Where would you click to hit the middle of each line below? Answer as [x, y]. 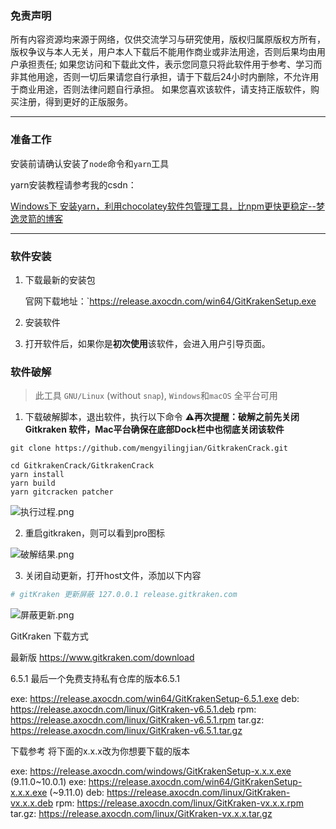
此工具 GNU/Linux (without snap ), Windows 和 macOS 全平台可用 [156, 396]
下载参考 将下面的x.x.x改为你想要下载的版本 [100, 751]
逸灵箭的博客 [36, 218]
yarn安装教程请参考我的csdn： [73, 184]
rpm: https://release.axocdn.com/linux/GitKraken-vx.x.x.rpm [179, 803]
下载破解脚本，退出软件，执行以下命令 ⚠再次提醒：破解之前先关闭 [162, 417]
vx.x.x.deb [32, 803]
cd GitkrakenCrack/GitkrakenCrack [82, 466]
